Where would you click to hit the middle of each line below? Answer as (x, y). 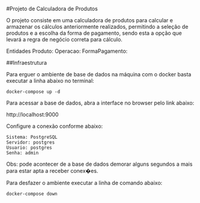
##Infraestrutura (26, 63)
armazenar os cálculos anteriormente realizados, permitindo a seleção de (97, 27)
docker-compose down (32, 194)
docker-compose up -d (33, 92)
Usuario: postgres (29, 148)
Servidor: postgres (31, 142)
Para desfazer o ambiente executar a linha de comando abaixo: (84, 183)
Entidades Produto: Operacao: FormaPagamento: (67, 51)
